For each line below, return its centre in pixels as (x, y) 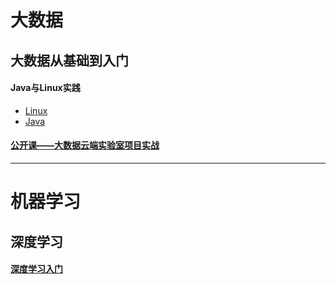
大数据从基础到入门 (69, 60)
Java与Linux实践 (45, 88)
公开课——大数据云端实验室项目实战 (85, 145)
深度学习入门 (36, 269)
